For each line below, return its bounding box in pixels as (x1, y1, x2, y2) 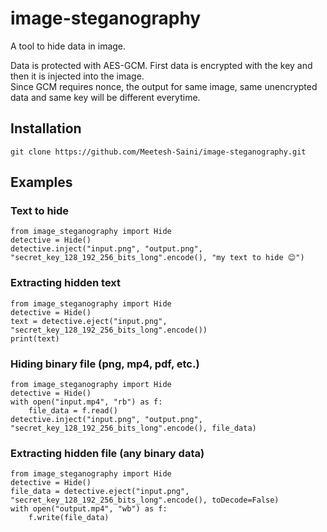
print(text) (10, 333, 60, 344)
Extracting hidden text (10, 276, 122, 290)
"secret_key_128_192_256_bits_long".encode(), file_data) (10, 423, 257, 434)
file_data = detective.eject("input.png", (10, 487, 190, 497)
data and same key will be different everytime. (10, 91, 201, 103)
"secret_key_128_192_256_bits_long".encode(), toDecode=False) (10, 495, 280, 506)
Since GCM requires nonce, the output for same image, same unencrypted (10, 80, 318, 92)
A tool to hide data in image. (10, 40, 127, 52)
